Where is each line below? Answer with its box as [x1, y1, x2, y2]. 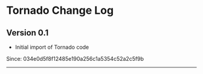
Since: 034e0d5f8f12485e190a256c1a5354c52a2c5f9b [6, 55, 144, 62]
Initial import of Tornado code [14, 43, 89, 51]
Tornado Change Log [6, 4, 114, 17]
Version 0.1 [6, 28, 49, 38]
